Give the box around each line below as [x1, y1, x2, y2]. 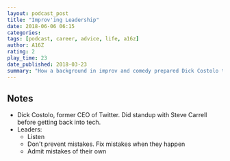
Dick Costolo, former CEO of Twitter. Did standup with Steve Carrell [16, 111, 207, 119]
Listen [27, 133, 45, 141]
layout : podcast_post [7, 10, 69, 17]
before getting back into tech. [16, 118, 101, 127]
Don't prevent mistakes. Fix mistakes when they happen [27, 140, 186, 148]
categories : [7, 29, 41, 36]
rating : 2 [7, 49, 36, 55]
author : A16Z [7, 42, 44, 49]
